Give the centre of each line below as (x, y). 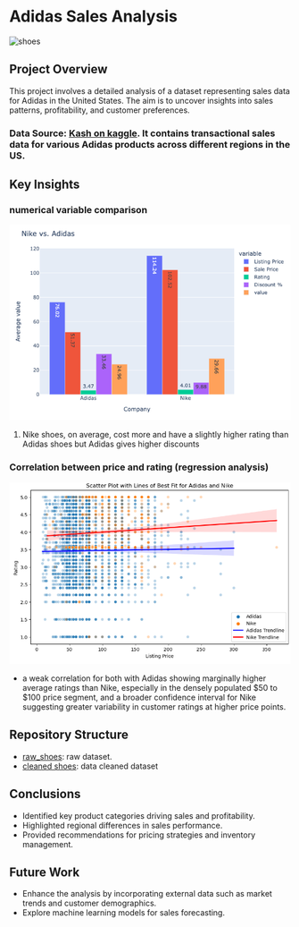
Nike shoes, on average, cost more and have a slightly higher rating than (155, 435)
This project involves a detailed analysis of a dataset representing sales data (149, 90)
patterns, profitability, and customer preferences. (100, 110)
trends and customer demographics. (89, 903)
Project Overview (58, 69)
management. (48, 844)
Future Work (45, 872)
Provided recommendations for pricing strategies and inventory (139, 835)
